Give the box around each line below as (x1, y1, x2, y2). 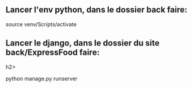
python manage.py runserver (5, 75, 78, 82)
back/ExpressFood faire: (5, 47, 100, 57)
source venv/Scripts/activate (5, 20, 77, 28)
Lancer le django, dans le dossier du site (5, 38, 160, 48)
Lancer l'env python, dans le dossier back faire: (5, 5, 188, 15)
